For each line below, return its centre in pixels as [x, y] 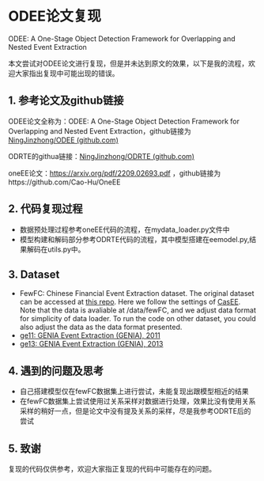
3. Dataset [34, 274]
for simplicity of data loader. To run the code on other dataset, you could [138, 319]
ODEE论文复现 [55, 16]
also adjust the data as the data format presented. [101, 327]
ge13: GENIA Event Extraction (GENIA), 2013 [91, 344]
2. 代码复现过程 [45, 209]
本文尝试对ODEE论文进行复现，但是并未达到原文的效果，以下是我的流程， [128, 63]
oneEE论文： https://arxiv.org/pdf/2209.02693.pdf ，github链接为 [115, 173]
